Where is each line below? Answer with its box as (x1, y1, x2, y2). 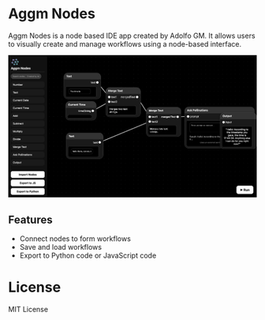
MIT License (8, 304, 49, 314)
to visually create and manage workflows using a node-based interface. (8, 39, 242, 48)
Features (8, 213, 53, 226)
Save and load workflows (19, 242, 103, 251)
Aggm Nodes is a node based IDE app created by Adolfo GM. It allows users (8, 31, 256, 40)
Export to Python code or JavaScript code (19, 250, 157, 260)
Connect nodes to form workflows (19, 234, 132, 243)
